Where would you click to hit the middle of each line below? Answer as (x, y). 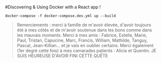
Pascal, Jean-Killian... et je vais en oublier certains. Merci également (85, 45)
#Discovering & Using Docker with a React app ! (53, 7)
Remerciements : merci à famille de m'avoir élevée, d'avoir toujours (84, 25)
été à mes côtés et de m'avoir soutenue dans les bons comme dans (84, 30)
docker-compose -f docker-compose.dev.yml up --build (61, 16)
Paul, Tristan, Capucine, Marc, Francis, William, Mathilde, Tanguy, (82, 40)
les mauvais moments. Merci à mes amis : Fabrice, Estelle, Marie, (82, 35)
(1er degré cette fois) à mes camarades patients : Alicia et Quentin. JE (87, 51)
